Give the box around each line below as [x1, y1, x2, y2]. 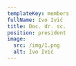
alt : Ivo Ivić [13, 49, 54, 56]
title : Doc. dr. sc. [7, 23, 67, 30]
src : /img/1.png [13, 42, 60, 49]
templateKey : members [7, 10, 70, 17]
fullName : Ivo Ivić [7, 16, 64, 23]
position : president [7, 29, 67, 36]
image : [7, 36, 26, 43]
